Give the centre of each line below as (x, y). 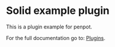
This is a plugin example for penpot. (49, 27)
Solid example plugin (58, 11)
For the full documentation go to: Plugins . (56, 38)
